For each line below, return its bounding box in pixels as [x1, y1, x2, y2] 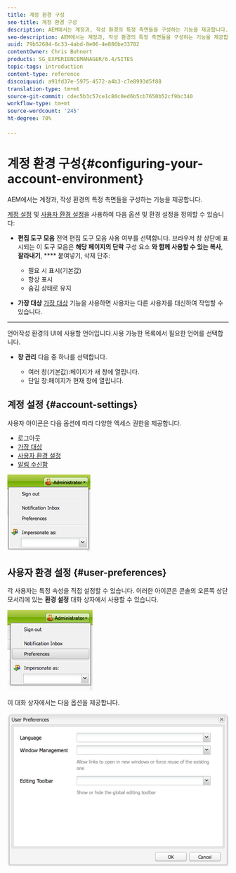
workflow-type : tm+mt [7, 100, 71, 107]
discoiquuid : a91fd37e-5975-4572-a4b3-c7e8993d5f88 [7, 78, 162, 85]
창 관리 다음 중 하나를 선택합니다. [17, 352, 107, 361]
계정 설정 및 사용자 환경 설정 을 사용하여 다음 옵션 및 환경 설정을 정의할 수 [7, 210, 206, 218]
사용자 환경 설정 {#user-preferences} [7, 566, 167, 578]
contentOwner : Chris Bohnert [7, 48, 93, 55]
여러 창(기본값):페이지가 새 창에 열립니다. [27, 367, 140, 375]
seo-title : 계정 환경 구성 [7, 18, 77, 26]
